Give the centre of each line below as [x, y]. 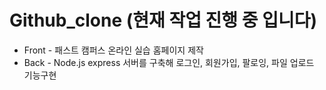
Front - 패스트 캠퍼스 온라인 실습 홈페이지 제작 [113, 50]
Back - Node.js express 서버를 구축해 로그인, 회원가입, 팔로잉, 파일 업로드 [169, 62]
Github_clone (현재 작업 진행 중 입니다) [163, 20]
